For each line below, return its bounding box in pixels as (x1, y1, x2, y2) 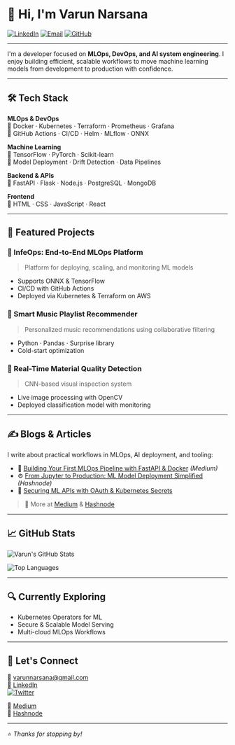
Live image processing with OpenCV (17, 394, 123, 402)
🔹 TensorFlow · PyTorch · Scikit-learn (7, 150, 114, 158)
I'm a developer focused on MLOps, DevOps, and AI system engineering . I (7, 49, 225, 58)
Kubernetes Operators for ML (17, 613, 103, 622)
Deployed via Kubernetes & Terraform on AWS (17, 292, 152, 300)
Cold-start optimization (17, 346, 85, 354)
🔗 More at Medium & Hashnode (24, 500, 115, 508)
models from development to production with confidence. (7, 64, 173, 73)
